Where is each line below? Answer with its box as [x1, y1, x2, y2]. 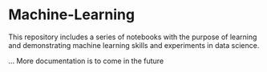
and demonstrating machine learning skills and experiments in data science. [8, 40, 260, 50]
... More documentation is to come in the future [8, 56, 164, 66]
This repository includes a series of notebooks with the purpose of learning [8, 32, 257, 42]
